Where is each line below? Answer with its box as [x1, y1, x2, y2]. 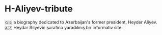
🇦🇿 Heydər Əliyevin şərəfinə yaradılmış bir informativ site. [4, 24, 123, 30]
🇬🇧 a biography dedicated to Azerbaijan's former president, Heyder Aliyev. [4, 19, 158, 25]
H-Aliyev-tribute [4, 3, 73, 14]
